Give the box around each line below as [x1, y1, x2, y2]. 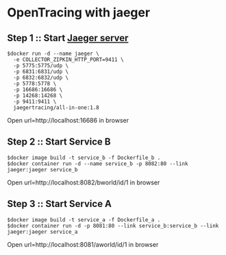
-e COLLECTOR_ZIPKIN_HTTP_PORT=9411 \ [13, 56, 125, 63]
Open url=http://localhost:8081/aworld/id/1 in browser [7, 240, 159, 248]
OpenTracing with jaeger [7, 5, 151, 21]
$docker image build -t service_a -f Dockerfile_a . [7, 216, 161, 223]
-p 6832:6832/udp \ [13, 74, 69, 81]
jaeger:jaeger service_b [7, 166, 78, 173]
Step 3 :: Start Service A [7, 198, 112, 210]
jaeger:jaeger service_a [7, 228, 78, 235]
